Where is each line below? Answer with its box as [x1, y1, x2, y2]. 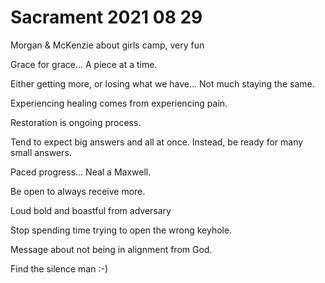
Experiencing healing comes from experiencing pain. [10, 97, 228, 109]
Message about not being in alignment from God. [10, 243, 213, 255]
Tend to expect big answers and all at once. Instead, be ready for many [10, 136, 304, 148]
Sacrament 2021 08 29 [10, 6, 203, 29]
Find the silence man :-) [10, 262, 109, 275]
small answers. [10, 146, 72, 158]
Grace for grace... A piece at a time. [10, 58, 158, 70]
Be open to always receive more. [10, 185, 146, 197]
